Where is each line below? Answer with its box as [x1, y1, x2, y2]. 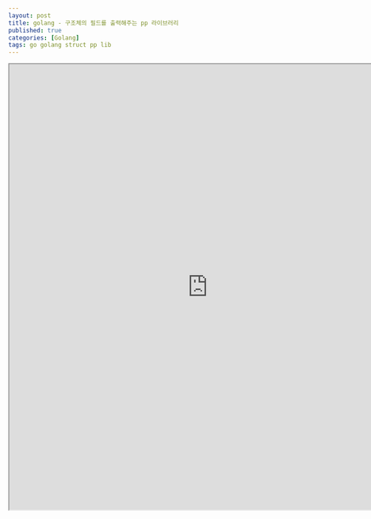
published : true [8, 26, 62, 34]
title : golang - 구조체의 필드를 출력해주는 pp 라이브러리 [8, 19, 179, 27]
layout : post [8, 11, 52, 20]
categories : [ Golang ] [8, 33, 80, 42]
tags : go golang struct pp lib [8, 41, 112, 49]
